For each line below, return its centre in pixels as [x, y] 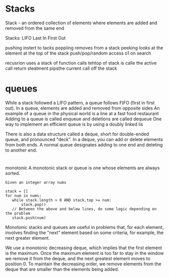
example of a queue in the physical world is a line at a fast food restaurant [82, 113]
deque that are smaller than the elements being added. [62, 269]
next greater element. [28, 238]
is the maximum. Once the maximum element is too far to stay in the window [84, 253]
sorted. [13, 173]
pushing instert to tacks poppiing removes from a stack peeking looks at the [84, 48]
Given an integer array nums [36, 182]
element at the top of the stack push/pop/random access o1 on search [78, 53]
